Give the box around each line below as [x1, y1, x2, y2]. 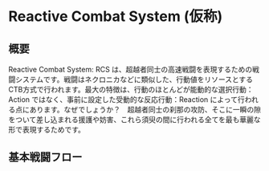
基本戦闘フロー [8, 150, 83, 165]
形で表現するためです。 [8, 125, 86, 134]
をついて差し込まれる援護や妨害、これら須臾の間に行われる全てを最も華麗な [8, 115, 261, 124]
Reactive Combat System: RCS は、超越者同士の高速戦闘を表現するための [8, 65, 253, 74]
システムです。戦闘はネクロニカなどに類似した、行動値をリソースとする [14, 75, 254, 84]
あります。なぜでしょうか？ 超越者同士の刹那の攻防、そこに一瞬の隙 [29, 105, 262, 114]
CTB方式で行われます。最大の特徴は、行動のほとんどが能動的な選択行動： [8, 85, 254, 94]
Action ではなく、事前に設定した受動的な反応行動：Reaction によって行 [8, 95, 245, 104]
